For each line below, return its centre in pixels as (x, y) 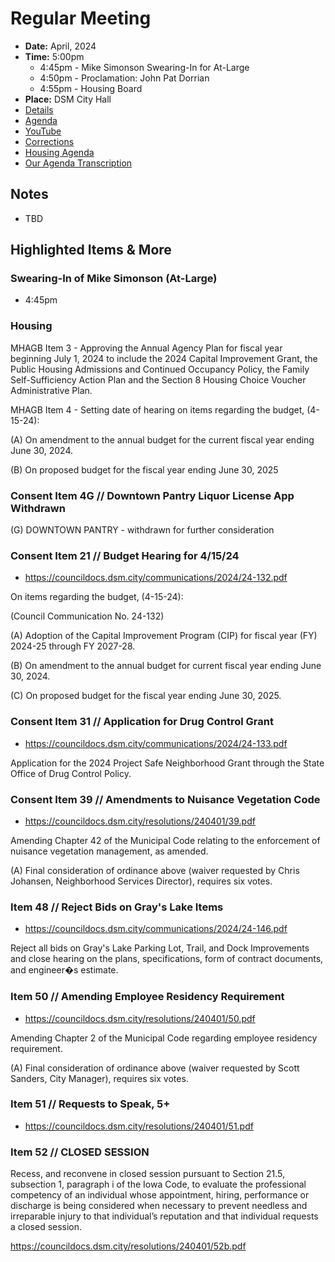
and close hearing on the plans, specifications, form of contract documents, (167, 959)
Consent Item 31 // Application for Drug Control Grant (142, 722)
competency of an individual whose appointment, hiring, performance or (160, 1195)
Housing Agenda (59, 152)
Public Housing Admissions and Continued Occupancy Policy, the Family (160, 369)
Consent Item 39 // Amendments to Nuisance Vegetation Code (165, 799)
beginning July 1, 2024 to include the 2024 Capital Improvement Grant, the (164, 358)
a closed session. (46, 1227)
